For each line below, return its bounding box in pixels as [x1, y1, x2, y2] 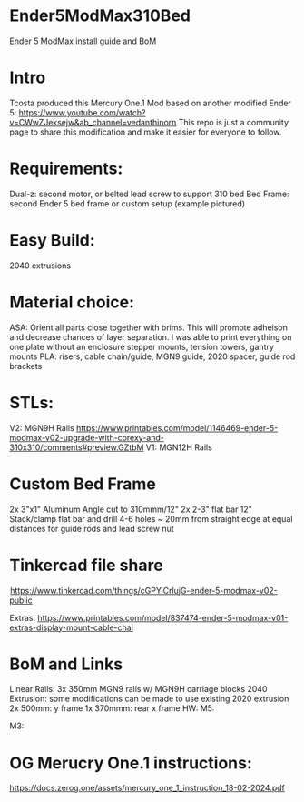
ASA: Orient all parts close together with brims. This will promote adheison [9, 322, 288, 333]
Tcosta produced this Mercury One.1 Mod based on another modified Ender [9, 97, 292, 108]
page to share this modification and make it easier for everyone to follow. [9, 126, 282, 137]
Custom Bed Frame [9, 474, 157, 494]
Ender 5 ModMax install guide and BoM [9, 35, 157, 46]
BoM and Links [9, 654, 123, 674]
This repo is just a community [178, 116, 289, 127]
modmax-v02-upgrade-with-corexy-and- [9, 432, 165, 443]
